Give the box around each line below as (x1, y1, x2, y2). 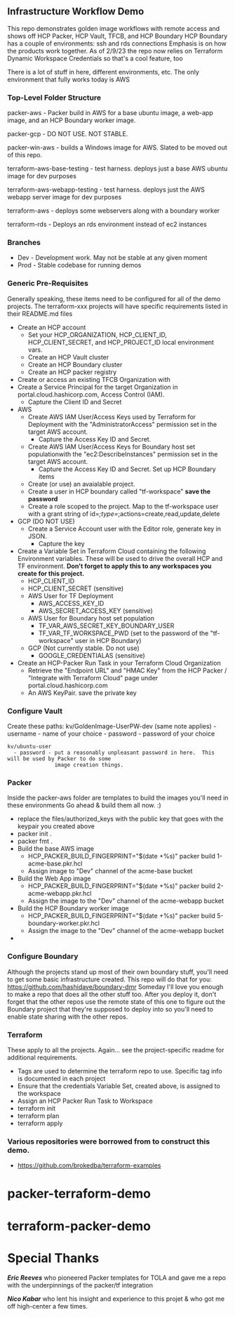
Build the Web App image (17, 874, 91, 883)
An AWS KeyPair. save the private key (27, 688, 137, 697)
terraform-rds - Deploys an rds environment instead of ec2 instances (7, 220, 207, 229)
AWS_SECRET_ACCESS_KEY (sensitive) (38, 607, 153, 615)
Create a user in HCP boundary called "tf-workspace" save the (27, 487, 211, 496)
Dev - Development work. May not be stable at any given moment (17, 253, 208, 262)
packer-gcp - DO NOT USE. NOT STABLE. (7, 130, 128, 138)
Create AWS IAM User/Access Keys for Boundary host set (27, 442, 196, 451)
